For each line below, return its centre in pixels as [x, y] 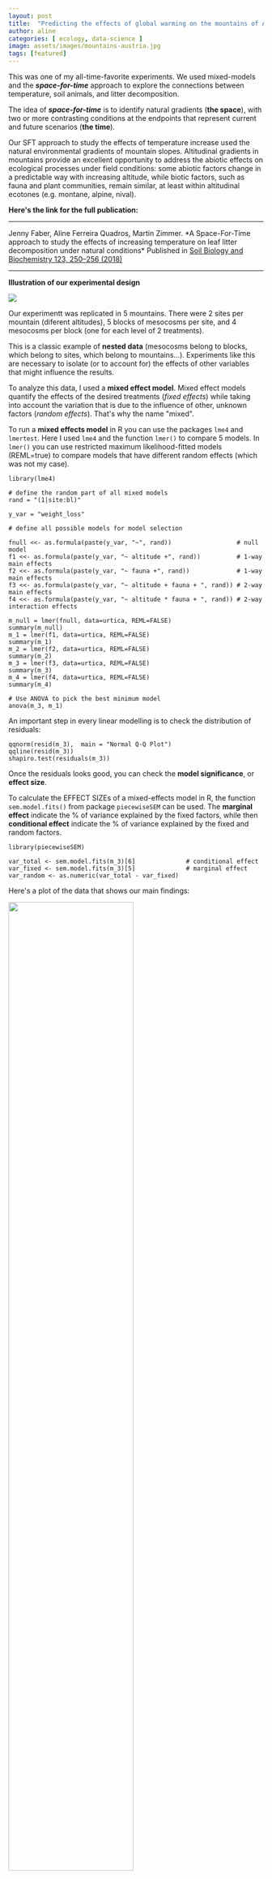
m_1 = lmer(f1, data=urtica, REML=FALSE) [79, 635]
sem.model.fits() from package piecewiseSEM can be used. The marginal [131, 807]
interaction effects [43, 607]
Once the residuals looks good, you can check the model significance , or [132, 774]
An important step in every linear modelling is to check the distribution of [130, 721]
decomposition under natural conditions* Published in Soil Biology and [126, 251]
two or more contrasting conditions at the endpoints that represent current [132, 118]
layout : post [30, 16]
